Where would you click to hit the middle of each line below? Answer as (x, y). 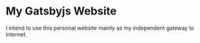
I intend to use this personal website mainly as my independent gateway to (100, 28)
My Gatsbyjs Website (61, 11)
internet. (16, 34)
